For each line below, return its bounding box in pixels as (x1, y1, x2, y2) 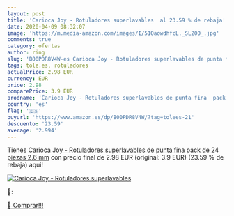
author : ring (7, 49, 45, 56)
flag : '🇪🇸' (7, 107, 42, 114)
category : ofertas (7, 43, 61, 49)
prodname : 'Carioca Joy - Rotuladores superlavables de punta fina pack (7, 95, 226, 102)
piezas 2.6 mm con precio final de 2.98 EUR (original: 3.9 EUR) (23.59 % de (7, 153, 224, 162)
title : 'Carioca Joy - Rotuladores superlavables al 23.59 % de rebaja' (7, 17, 226, 24)
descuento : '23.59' (7, 120, 64, 128)
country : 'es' (7, 101, 49, 108)
